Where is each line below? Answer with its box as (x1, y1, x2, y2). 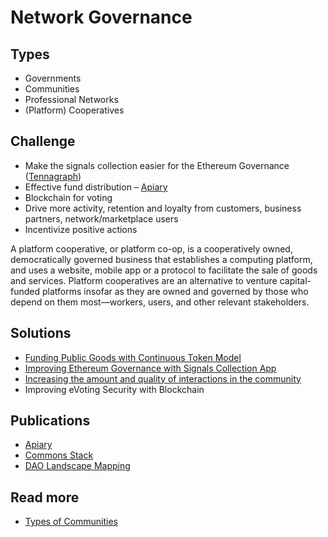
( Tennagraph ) (24, 170, 82, 182)
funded (10, 285, 41, 297)
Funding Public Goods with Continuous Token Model (24, 351, 242, 363)
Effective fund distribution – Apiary (24, 181, 168, 193)
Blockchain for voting (24, 191, 113, 203)
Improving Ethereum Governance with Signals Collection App (24, 362, 277, 374)
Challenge (10, 133, 76, 150)
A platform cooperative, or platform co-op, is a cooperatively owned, (10, 242, 293, 255)
